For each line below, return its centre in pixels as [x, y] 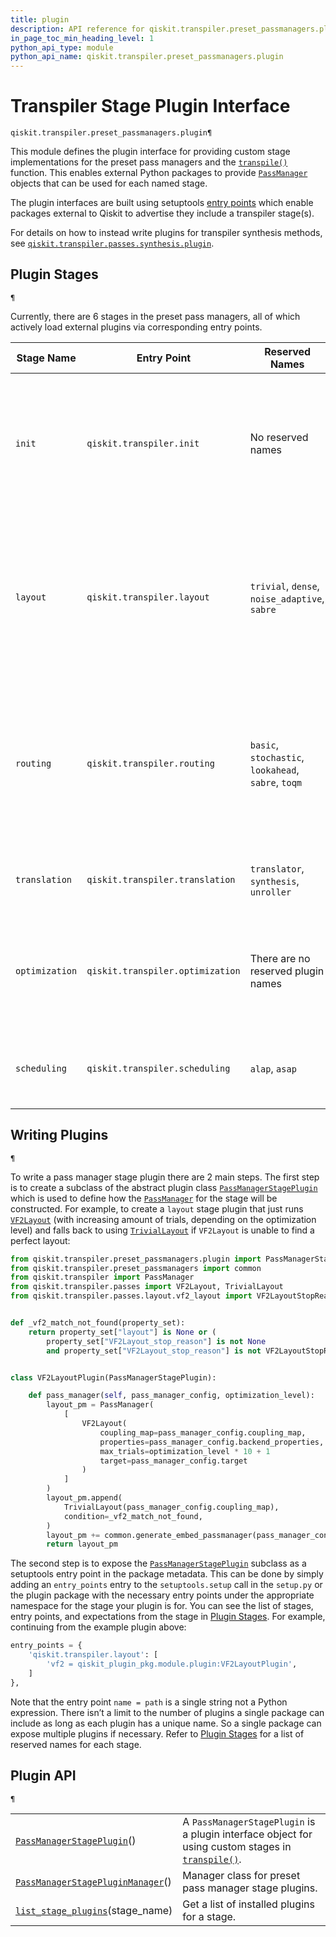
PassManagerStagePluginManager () [93, 1881]
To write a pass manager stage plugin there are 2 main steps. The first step [165, 1177]
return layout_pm [82, 1544]
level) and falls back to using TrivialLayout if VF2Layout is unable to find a [162, 1230]
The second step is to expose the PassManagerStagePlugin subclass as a [158, 1563]
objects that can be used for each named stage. [109, 183]
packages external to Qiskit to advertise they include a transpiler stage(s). [162, 213]
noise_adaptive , [287, 598]
